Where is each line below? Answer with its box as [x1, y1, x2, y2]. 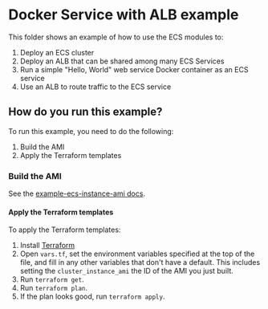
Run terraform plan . [19, 283, 88, 293]
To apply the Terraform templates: [8, 225, 121, 234]
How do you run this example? [8, 105, 163, 119]
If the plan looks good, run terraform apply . [19, 291, 165, 302]
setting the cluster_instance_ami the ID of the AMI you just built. [19, 266, 234, 276]
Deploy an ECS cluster [19, 47, 95, 57]
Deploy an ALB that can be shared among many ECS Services [19, 56, 225, 66]
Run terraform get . [19, 274, 84, 284]
